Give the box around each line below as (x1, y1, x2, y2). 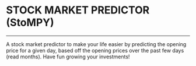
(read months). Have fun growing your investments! (6, 53, 130, 60)
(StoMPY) (6, 16, 54, 29)
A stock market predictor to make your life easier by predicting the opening (6, 40, 187, 47)
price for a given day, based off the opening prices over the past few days (6, 47, 184, 54)
